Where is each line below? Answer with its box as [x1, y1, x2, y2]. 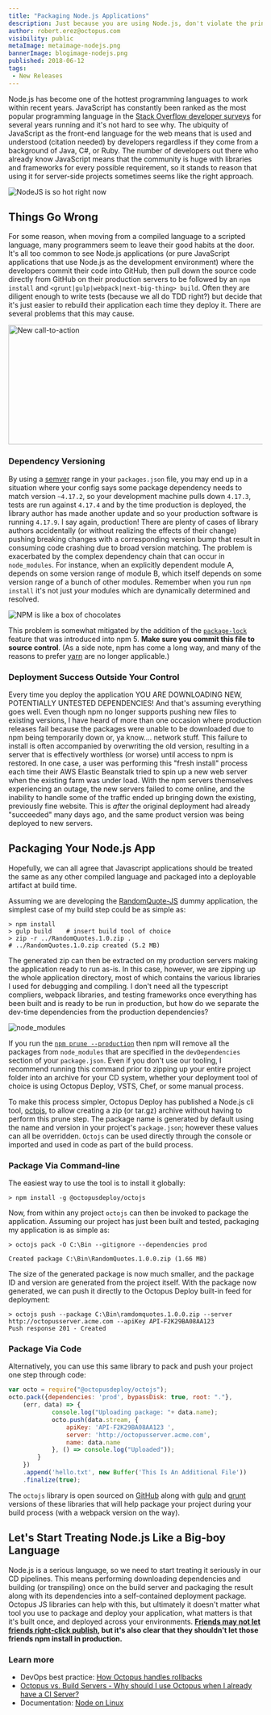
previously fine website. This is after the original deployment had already [8, 801, 251, 811]
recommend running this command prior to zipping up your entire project [8, 1063, 252, 1074]
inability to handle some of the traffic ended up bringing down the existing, [8, 793, 256, 803]
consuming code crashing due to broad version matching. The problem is [8, 543, 252, 552]
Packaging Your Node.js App [8, 841, 156, 856]
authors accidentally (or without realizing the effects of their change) [8, 526, 237, 535]
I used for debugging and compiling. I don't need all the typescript [8, 981, 228, 991]
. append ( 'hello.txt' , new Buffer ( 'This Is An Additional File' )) [23, 1469, 248, 1477]
